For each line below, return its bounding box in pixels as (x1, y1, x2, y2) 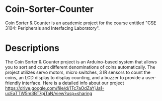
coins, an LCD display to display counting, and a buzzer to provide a (5, 74, 145, 80)
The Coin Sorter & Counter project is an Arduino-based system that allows (5, 58, 158, 65)
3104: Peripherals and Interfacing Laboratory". (5, 25, 100, 31)
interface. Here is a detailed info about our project (22, 80, 124, 86)
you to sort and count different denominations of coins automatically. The (5, 64, 156, 70)
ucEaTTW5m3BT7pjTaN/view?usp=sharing (5, 90, 93, 96)
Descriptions (5, 43, 60, 54)
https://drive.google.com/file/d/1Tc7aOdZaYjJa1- (5, 85, 104, 91)
